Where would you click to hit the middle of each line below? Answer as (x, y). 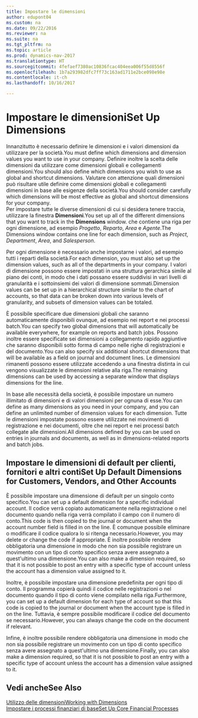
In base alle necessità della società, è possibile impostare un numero (90, 394)
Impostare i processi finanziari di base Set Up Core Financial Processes (92, 708)
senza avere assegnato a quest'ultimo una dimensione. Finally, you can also (98, 650)
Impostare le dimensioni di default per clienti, (91, 463)
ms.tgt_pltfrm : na (29, 45)
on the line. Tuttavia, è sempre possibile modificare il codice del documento (98, 614)
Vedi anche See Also (44, 688)
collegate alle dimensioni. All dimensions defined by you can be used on (93, 431)
